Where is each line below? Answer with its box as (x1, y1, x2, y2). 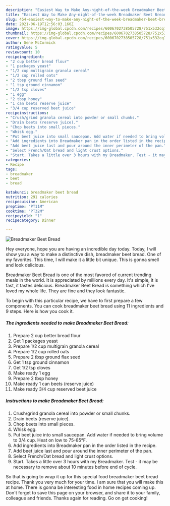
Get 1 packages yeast (13, 338, 58, 344)
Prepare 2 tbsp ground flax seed (13, 354, 81, 360)
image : (6, 26, 20, 31)
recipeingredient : (6, 54, 44, 59)
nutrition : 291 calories (6, 195, 58, 200)
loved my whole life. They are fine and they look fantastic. (6, 288, 126, 294)
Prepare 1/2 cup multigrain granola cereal (13, 343, 99, 349)
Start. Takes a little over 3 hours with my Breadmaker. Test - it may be (13, 459, 158, 465)
